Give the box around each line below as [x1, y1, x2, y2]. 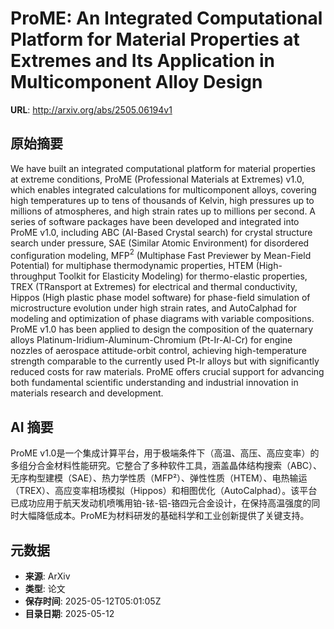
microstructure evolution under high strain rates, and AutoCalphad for [10, 302, 298, 314]
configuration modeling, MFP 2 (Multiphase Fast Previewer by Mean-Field [10, 247, 312, 261]
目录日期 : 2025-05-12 [24, 608, 115, 620]
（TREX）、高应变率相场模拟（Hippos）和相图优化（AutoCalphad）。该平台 [10, 485, 318, 497]
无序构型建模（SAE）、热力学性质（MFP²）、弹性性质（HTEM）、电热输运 [10, 472, 308, 484]
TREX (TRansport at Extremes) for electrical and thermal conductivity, [10, 281, 298, 293]
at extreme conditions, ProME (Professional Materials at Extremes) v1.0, [10, 173, 305, 185]
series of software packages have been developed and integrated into [10, 215, 300, 227]
